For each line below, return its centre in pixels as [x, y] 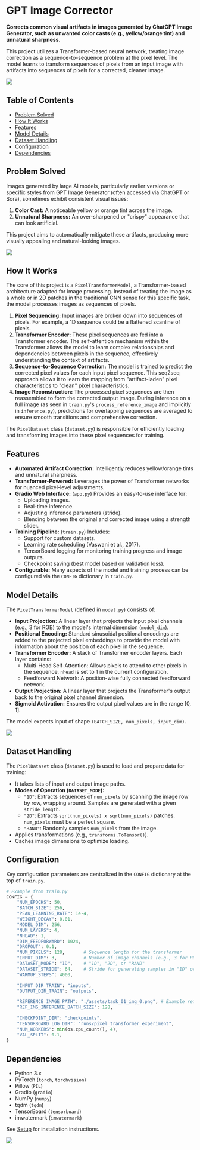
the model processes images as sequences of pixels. [71, 304]
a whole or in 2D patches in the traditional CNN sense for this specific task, [98, 298]
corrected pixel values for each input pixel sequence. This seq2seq [97, 373]
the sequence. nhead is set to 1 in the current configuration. [96, 672]
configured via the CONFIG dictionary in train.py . [74, 576]
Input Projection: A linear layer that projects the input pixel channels [99, 621]
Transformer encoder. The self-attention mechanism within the [92, 341]
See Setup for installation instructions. [53, 1129]
